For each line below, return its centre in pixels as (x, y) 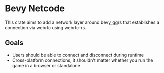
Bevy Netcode (35, 9)
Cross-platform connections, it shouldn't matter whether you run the (82, 60)
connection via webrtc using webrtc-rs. (46, 27)
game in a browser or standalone (46, 65)
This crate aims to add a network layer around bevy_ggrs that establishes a (82, 22)
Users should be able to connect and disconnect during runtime (78, 55)
